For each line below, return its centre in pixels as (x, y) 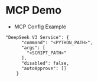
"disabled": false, (45, 63)
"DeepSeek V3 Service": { (37, 37)
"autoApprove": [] (44, 68)
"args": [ (33, 48)
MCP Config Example (40, 27)
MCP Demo (34, 10)
